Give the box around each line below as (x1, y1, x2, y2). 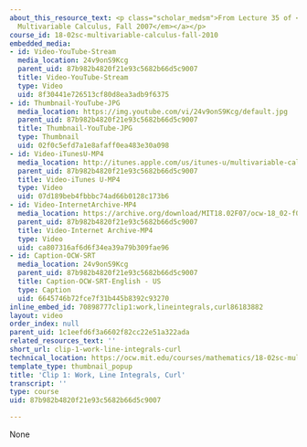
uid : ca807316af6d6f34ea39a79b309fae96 (17, 243, 170, 252)
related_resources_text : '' (9, 336, 117, 346)
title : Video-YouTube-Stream (17, 73, 129, 82)
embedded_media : (9, 38, 71, 48)
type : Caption (17, 285, 71, 294)
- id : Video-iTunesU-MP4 (9, 149, 104, 158)
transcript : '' (9, 378, 68, 388)
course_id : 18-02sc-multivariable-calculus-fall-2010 (9, 30, 219, 39)
